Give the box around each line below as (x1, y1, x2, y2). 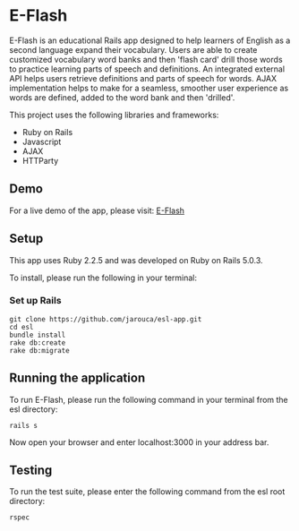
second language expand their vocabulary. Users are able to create (9, 44, 258, 55)
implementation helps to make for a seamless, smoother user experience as (9, 82, 289, 93)
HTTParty (21, 155, 59, 166)
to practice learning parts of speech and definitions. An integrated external (9, 64, 285, 74)
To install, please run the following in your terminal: (9, 272, 198, 283)
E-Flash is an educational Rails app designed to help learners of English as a (9, 35, 291, 46)
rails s (9, 421, 38, 430)
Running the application (9, 371, 146, 386)
